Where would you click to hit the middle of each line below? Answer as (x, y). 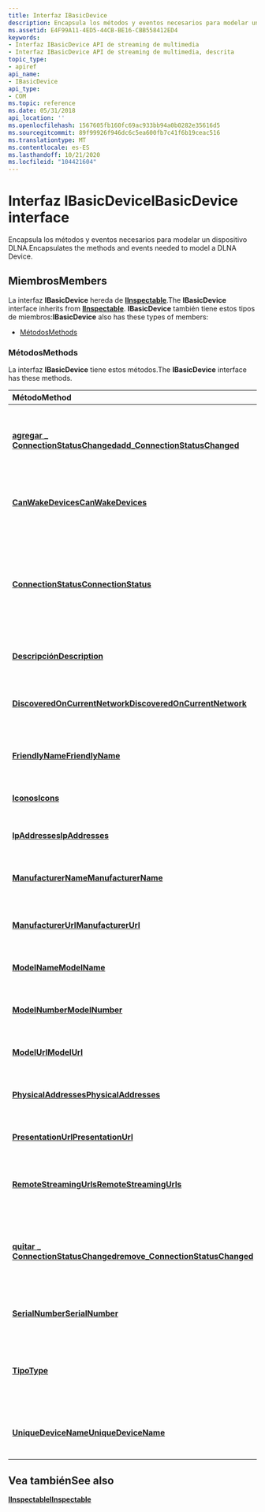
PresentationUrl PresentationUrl (73, 1138)
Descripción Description (58, 657)
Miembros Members (58, 281)
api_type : (24, 89)
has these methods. (40, 378)
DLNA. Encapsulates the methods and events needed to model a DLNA (122, 248)
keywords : (24, 37)
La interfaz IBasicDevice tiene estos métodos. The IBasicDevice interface (127, 370)
